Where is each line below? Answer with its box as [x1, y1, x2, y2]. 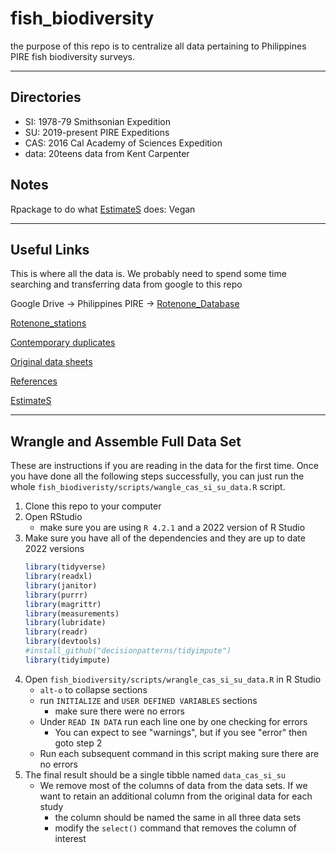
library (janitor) [24, 580, 98, 591]
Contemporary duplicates [10, 337, 116, 349]
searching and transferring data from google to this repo [10, 278, 243, 291]
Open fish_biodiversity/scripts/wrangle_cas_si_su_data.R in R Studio [24, 673, 322, 685]
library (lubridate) [24, 618, 107, 628]
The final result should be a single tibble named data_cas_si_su [24, 768, 286, 781]
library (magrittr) [24, 599, 102, 609]
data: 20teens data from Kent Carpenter [24, 147, 190, 159]
